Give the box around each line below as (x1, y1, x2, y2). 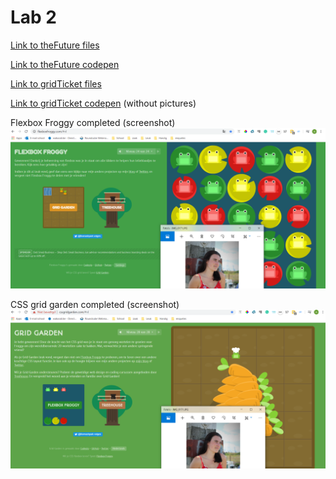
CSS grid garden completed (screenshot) (10, 298, 180, 310)
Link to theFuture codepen (10, 58, 120, 70)
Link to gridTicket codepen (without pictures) (10, 97, 197, 109)
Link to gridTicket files (10, 77, 102, 90)
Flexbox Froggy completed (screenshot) (10, 116, 176, 128)
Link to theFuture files (10, 39, 100, 51)
